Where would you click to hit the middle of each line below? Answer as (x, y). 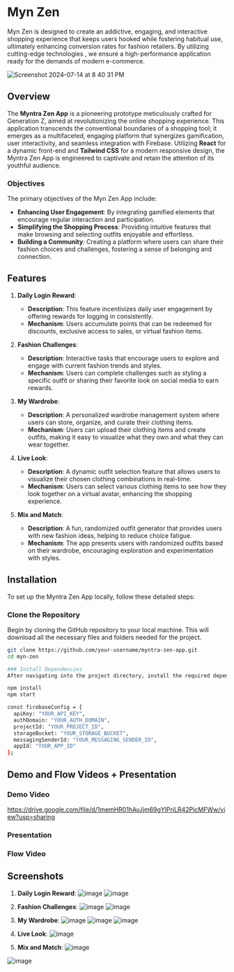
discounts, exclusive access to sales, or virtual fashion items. (115, 331)
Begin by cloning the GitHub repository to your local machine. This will (108, 629)
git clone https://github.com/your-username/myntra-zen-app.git (102, 650)
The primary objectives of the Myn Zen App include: (82, 199)
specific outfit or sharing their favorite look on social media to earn (123, 380)
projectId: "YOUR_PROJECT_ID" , (59, 726)
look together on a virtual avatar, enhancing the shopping (110, 493)
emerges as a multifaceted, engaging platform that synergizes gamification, (116, 135)
